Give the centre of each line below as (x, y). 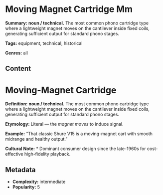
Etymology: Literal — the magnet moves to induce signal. (64, 124)
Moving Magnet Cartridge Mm (69, 9)
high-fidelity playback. (47, 154)
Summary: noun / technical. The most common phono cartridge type (77, 23)
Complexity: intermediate (39, 182)
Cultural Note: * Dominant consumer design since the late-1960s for (76, 149)
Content (18, 69)
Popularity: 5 (26, 187)
